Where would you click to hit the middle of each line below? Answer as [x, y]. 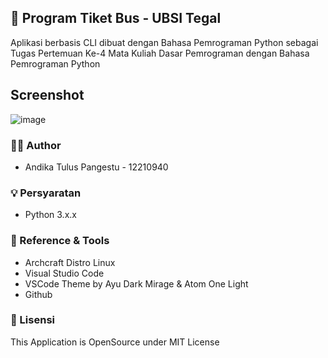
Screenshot [47, 95]
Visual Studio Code [64, 273]
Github [38, 294]
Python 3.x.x [50, 215]
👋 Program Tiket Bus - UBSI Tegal [116, 18]
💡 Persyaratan [46, 193]
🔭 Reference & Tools [60, 241]
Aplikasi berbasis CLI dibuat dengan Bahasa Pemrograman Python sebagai [164, 42]
